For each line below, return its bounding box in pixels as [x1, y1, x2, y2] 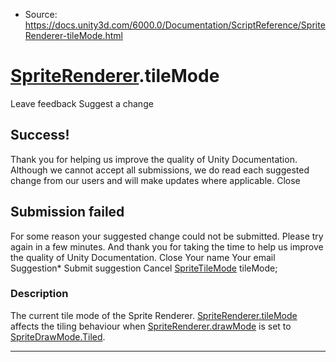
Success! [10, 127, 70, 144]
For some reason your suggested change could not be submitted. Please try [10, 230, 324, 242]
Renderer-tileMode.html [24, 30, 123, 41]
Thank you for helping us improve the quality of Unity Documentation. [10, 153, 298, 165]
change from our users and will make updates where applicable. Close [10, 174, 301, 186]
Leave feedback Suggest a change [10, 97, 154, 109]
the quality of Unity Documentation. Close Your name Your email [10, 251, 276, 263]
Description [10, 287, 69, 301]
